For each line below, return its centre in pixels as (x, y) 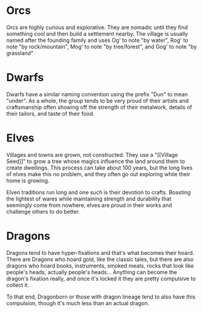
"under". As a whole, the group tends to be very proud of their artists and (98, 100)
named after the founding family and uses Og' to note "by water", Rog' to (97, 40)
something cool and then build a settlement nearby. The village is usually (97, 33)
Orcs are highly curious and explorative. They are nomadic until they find (97, 27)
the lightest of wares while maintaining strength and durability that (89, 199)
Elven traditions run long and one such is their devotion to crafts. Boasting (98, 192)
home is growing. (28, 180)
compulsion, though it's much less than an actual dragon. (78, 303)
